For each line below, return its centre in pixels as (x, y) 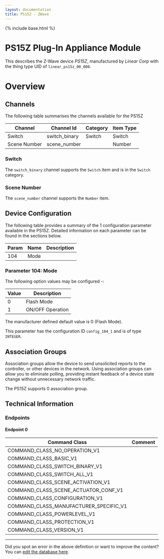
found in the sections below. (33, 236)
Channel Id (64, 128)
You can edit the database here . (37, 552)
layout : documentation (28, 10)
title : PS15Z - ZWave (27, 14)
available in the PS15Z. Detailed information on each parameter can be (76, 230)
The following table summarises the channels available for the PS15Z (74, 116)
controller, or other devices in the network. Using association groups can (78, 369)
